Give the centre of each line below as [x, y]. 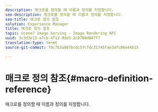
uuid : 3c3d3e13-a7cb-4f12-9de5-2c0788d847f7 [53, 38]
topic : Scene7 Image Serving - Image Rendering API [61, 33]
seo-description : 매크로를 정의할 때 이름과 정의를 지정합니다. [64, 15]
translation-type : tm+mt [31, 43]
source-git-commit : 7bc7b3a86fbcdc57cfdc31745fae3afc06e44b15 [72, 47]
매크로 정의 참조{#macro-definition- [79, 78]
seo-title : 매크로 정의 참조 [32, 19]
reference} [28, 89]
